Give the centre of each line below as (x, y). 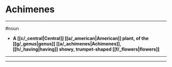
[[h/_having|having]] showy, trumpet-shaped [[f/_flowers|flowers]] (86, 49)
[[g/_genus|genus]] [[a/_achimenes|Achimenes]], (67, 43)
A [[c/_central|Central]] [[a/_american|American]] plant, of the (81, 38)
